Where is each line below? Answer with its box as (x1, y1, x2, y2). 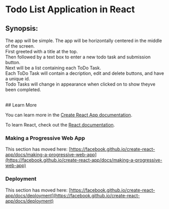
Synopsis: (5, 24, 38, 33)
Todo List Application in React (5, 4, 135, 15)
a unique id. (5, 76, 30, 81)
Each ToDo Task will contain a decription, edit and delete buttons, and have (5, 70, 164, 76)
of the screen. (5, 43, 35, 49)
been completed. (5, 87, 41, 93)
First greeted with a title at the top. (5, 49, 78, 54)
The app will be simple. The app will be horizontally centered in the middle (5, 37, 162, 44)
